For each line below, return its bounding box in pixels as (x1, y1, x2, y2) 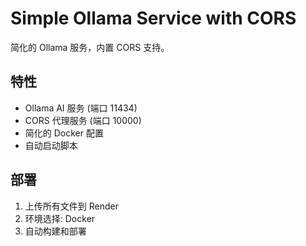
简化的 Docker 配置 (24, 127, 104, 139)
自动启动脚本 (24, 139, 78, 151)
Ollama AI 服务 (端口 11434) (24, 102, 138, 114)
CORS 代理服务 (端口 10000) (24, 114, 142, 126)
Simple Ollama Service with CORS (10, 7, 297, 30)
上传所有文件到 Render (24, 200, 119, 212)
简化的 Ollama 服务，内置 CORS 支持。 (10, 41, 170, 53)
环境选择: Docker (24, 212, 96, 224)
